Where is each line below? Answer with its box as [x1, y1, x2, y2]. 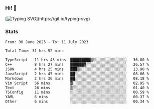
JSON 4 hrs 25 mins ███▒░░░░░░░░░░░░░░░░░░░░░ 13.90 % [5, 67, 149, 72]
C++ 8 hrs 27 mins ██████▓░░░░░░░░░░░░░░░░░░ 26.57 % [5, 62, 149, 67]
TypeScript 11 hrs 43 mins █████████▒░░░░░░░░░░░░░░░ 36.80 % [5, 57, 149, 63]
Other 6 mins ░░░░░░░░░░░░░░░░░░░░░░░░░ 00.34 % [5, 99, 149, 104]
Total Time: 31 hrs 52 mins [5, 48, 64, 54]
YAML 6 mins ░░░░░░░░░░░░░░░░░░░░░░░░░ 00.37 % [5, 95, 149, 100]
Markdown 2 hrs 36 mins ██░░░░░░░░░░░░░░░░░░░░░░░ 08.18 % [5, 76, 149, 81]
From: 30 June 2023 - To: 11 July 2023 [5, 39, 89, 44]
